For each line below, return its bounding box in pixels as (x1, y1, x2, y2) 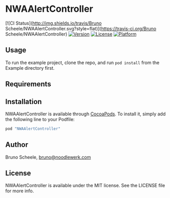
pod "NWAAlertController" (5, 126, 60, 131)
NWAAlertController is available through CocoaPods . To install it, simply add (5, 111, 166, 117)
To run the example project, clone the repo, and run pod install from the (5, 60, 160, 66)
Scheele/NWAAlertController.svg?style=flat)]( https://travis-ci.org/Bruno (5, 25, 157, 31)
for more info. (5, 188, 34, 194)
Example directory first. (5, 65, 55, 71)
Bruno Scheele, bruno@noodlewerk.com (5, 154, 91, 160)
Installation (5, 97, 42, 106)
